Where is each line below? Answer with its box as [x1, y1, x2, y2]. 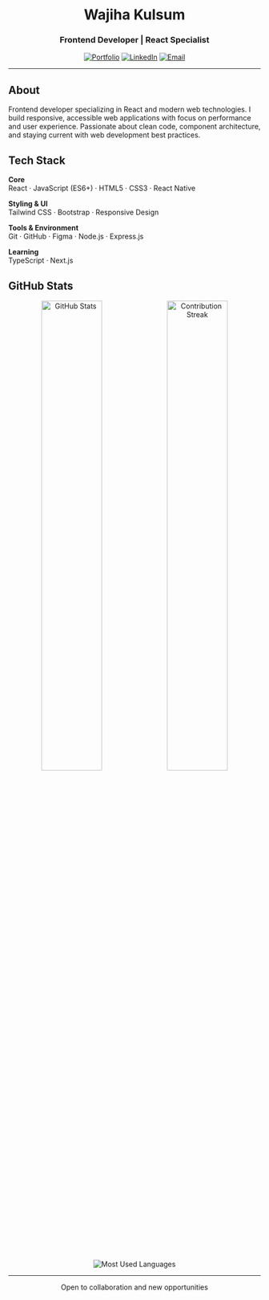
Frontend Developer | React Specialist [59, 35, 210, 46]
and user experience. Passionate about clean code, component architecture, [8, 122, 261, 132]
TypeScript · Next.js [8, 255, 74, 266]
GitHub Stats [8, 279, 74, 292]
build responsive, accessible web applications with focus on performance [8, 113, 251, 123]
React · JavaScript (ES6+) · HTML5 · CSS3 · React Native [8, 183, 196, 194]
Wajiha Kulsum [83, 6, 186, 24]
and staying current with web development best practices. [8, 130, 201, 140]
